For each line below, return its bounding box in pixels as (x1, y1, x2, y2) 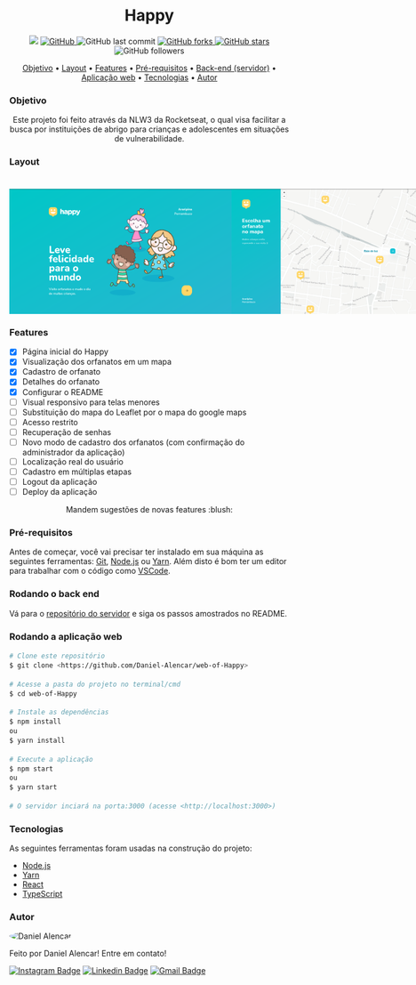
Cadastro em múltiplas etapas (21, 466, 132, 477)
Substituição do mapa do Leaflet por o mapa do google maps (21, 407, 247, 417)
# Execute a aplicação (9, 755, 93, 763)
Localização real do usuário (21, 456, 124, 467)
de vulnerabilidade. (114, 133, 185, 144)
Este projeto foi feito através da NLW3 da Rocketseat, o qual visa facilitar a (12, 115, 286, 125)
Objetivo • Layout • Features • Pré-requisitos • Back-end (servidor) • (21, 62, 277, 73)
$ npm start (9, 764, 53, 773)
